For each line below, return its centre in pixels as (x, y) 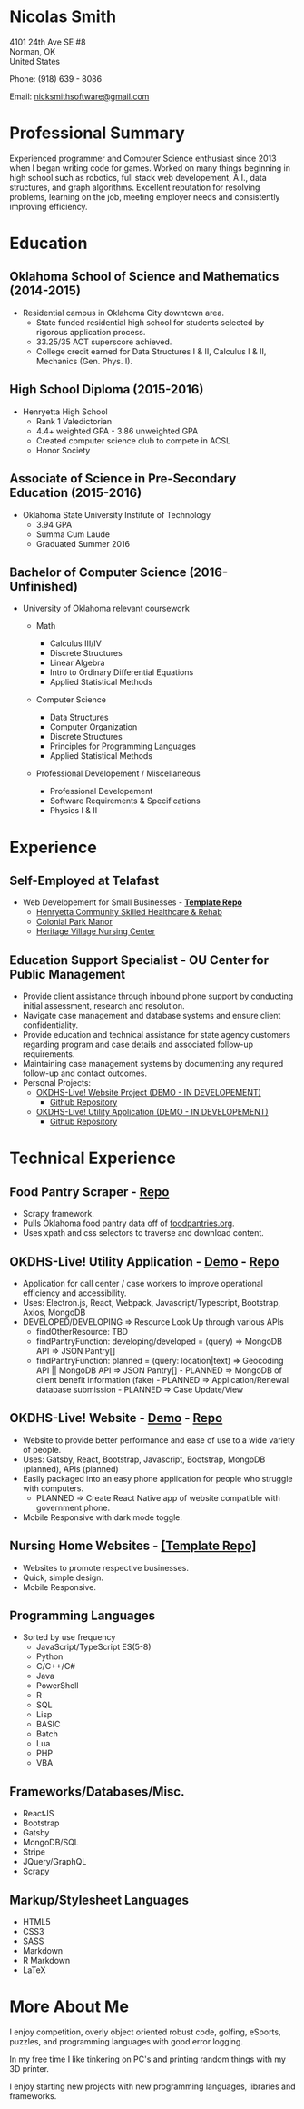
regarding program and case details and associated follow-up (138, 1045)
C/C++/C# (55, 1666)
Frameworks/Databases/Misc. (97, 1791)
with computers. (53, 1488)
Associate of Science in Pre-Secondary (123, 479)
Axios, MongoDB (54, 1312)
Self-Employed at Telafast (84, 880)
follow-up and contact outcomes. (85, 1073)
